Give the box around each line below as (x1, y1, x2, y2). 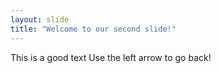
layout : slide (10, 14, 70, 25)
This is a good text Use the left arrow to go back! (10, 51, 212, 63)
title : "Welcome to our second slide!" (10, 24, 177, 34)
